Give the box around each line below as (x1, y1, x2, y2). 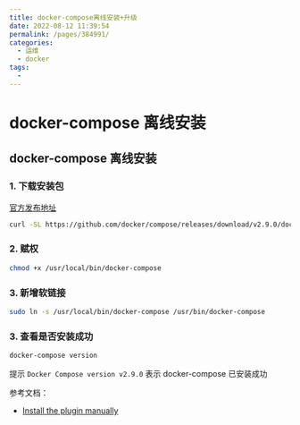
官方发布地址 (9, 202, 56, 213)
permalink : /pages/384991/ (9, 30, 110, 38)
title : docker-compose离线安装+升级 (9, 13, 137, 22)
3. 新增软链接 (9, 286, 66, 299)
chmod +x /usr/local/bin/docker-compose (9, 263, 162, 273)
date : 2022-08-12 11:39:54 (9, 21, 110, 30)
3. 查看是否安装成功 (9, 330, 94, 343)
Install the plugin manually (21, 405, 119, 416)
